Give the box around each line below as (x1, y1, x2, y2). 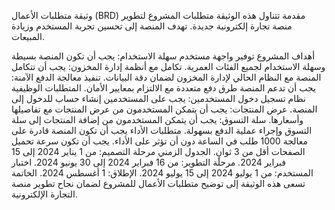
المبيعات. (11, 31, 45, 42)
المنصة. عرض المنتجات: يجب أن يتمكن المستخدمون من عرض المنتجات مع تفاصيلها (11, 103, 318, 115)
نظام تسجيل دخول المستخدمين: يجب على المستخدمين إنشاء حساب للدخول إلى (11, 93, 306, 104)
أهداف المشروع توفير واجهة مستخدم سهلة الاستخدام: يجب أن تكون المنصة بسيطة (11, 50, 316, 62)
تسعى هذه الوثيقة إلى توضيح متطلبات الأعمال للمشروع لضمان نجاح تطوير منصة (11, 178, 306, 189)
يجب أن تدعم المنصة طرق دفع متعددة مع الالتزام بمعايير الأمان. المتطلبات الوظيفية (11, 82, 316, 94)
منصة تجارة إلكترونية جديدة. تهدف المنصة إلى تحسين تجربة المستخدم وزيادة (11, 20, 293, 32)
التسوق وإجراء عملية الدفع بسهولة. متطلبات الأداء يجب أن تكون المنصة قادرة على (11, 125, 313, 136)
